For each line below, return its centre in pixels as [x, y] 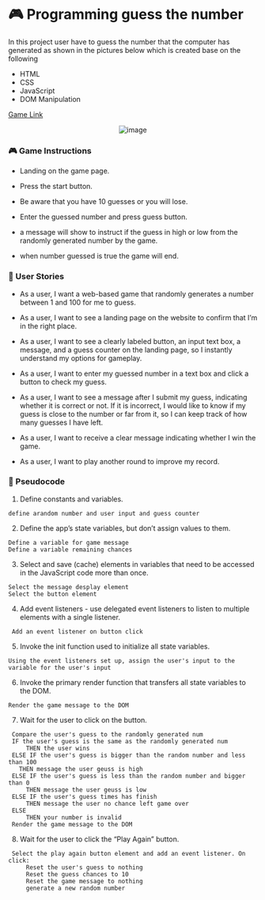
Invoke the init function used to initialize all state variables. [115, 646]
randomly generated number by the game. [89, 240]
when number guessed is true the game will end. [99, 256]
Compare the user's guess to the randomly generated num [107, 734]
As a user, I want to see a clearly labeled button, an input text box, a [130, 341]
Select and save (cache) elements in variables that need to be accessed [137, 564]
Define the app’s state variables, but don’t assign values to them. [125, 528]
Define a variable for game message [68, 543]
